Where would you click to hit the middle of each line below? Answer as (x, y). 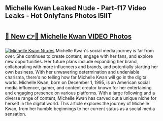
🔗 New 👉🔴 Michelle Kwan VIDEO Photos (68, 36)
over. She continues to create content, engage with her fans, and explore (79, 56)
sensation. (16, 114)
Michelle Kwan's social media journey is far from (105, 51)
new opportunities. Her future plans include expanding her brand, (71, 61)
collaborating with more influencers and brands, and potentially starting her (82, 67)
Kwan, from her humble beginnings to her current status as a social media (80, 109)
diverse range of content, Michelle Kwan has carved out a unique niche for (81, 98)
